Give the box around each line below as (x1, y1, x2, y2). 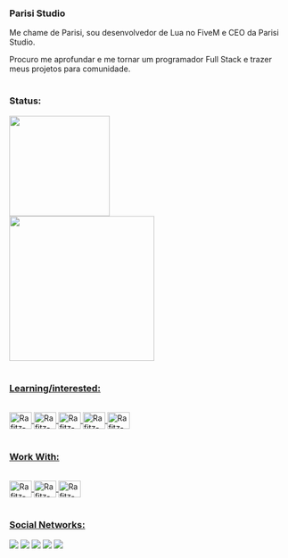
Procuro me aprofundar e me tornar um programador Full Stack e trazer (9, 54, 272, 65)
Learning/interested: (9, 382, 101, 395)
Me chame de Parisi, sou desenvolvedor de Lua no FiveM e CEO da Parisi (9, 28, 279, 38)
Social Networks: (9, 519, 86, 531)
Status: (9, 94, 42, 107)
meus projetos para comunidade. (9, 63, 131, 74)
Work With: (9, 450, 60, 463)
